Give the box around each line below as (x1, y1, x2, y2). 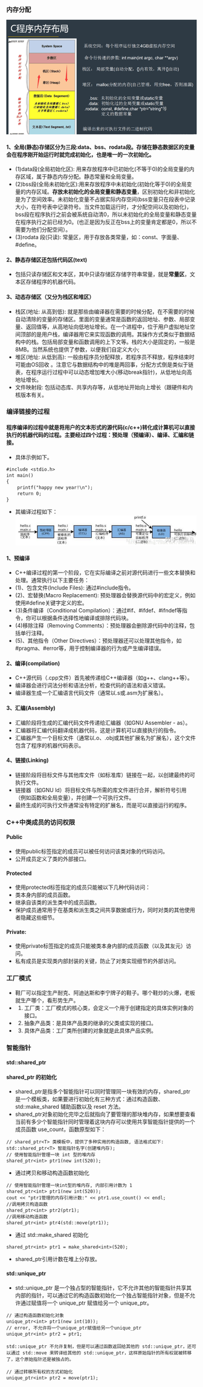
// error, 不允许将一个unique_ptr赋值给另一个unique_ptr (6, 1325, 142, 1331)
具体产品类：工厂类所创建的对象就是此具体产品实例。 (24, 1027, 157, 1034)
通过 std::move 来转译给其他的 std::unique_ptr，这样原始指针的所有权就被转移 (10, 1349, 192, 1356)
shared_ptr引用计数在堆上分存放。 (14, 1256, 101, 1263)
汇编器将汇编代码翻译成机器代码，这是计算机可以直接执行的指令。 (14, 726, 179, 733)
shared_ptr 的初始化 (6, 1073, 57, 1081)
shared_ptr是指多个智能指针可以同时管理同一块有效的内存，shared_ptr (14, 1088, 190, 1095)
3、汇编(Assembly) (6, 704, 56, 712)
